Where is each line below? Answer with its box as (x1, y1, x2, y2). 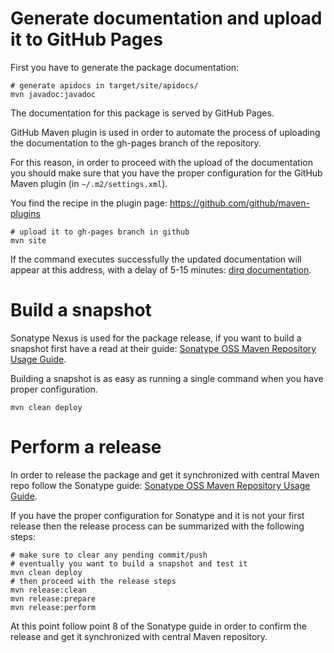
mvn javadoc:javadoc (10, 89, 97, 99)
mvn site (10, 235, 47, 246)
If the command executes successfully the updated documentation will (10, 253, 302, 265)
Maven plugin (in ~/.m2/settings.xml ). (10, 177, 168, 189)
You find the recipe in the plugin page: (10, 197, 168, 209)
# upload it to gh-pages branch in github (10, 227, 190, 237)
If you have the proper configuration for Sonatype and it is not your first (10, 509, 305, 521)
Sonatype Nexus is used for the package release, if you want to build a (10, 332, 302, 344)
